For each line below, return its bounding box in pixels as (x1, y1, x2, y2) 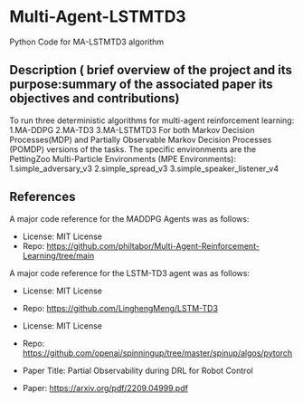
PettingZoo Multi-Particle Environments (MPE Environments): (9, 153, 237, 164)
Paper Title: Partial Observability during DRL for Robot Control (22, 365, 253, 376)
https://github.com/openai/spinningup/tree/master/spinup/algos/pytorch (22, 347, 293, 359)
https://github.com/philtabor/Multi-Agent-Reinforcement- (46, 240, 260, 251)
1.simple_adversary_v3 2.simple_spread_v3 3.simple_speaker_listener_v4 (9, 163, 279, 174)
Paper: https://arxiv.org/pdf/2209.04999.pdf (22, 382, 188, 393)
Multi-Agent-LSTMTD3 (9, 6, 187, 27)
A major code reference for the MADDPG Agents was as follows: (9, 213, 250, 224)
